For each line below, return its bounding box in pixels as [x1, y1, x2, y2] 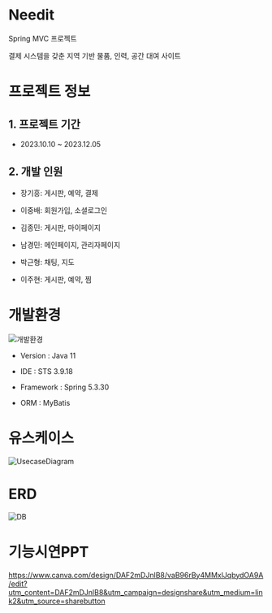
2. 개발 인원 [8, 165, 63, 179]
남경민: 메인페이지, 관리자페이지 [19, 240, 121, 250]
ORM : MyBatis [19, 398, 71, 407]
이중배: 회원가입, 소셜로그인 [19, 205, 108, 215]
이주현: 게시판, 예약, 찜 [19, 274, 92, 284]
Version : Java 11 [19, 350, 76, 360]
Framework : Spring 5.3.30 [19, 382, 110, 392]
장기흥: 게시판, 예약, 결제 [19, 188, 99, 198]
